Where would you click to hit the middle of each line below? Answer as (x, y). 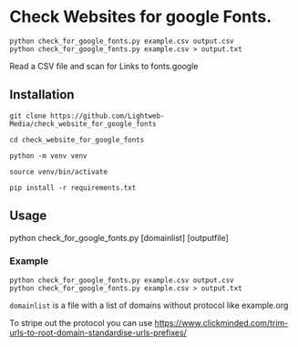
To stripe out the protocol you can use (81, 322)
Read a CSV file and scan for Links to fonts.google (104, 66)
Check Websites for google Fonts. (141, 17)
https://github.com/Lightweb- (108, 116)
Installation (42, 95)
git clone (28, 116)
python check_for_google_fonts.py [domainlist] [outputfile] (119, 237)
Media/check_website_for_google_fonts (83, 124)
